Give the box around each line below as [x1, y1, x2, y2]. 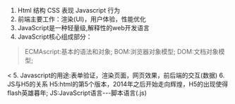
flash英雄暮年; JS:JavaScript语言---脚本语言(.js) [7, 89, 147, 97]
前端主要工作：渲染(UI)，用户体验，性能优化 [17, 15, 147, 23]
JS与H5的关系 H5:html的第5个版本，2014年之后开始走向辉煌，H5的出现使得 [7, 80, 228, 88]
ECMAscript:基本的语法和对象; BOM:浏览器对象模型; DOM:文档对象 [24, 48, 219, 56]
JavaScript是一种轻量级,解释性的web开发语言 [17, 24, 150, 32]
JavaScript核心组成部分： [17, 32, 93, 41]
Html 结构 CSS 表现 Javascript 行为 [17, 6, 121, 14]
